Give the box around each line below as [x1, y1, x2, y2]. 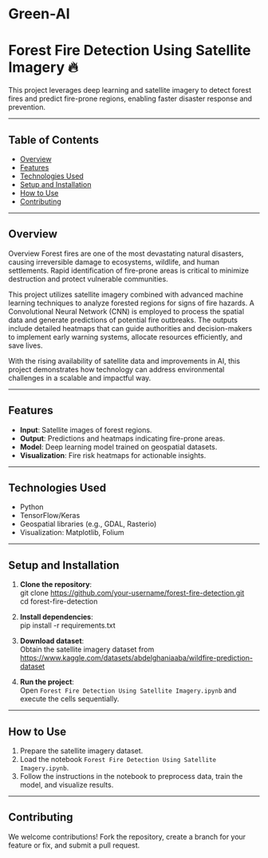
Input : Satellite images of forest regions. [19, 425, 152, 434]
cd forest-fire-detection [19, 597, 98, 606]
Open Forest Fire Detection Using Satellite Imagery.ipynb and [19, 685, 237, 696]
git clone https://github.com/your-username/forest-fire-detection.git [19, 589, 245, 598]
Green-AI [8, 5, 70, 23]
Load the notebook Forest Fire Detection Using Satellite [19, 755, 217, 764]
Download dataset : [19, 637, 85, 646]
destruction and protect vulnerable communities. [8, 273, 169, 284]
